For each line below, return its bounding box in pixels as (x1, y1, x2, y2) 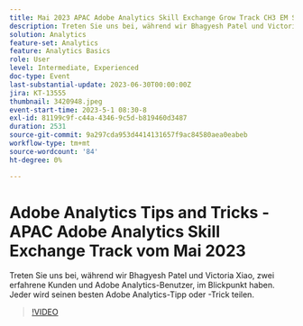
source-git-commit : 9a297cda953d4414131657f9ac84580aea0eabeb (9, 131, 248, 140)
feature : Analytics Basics (9, 47, 111, 56)
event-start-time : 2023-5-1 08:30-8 (9, 105, 147, 114)
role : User (9, 55, 50, 64)
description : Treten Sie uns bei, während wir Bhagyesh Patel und (9, 22, 264, 31)
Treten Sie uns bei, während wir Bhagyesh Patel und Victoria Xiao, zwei (9, 270, 275, 281)
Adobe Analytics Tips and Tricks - (9, 202, 271, 222)
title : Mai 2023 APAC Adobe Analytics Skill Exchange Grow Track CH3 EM (9, 13, 289, 23)
